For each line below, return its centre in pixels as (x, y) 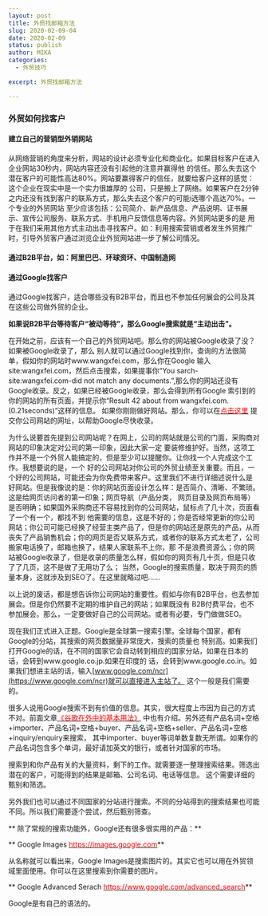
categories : (28, 61)
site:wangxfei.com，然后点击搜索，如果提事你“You (92, 370)
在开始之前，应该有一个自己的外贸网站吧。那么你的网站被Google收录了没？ (132, 341)
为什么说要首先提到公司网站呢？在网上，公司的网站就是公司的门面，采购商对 (134, 437)
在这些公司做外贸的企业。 (50, 306)
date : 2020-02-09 (37, 38)
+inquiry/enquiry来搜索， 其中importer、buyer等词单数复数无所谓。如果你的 (133, 737)
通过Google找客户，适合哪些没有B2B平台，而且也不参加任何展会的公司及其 (132, 297)
